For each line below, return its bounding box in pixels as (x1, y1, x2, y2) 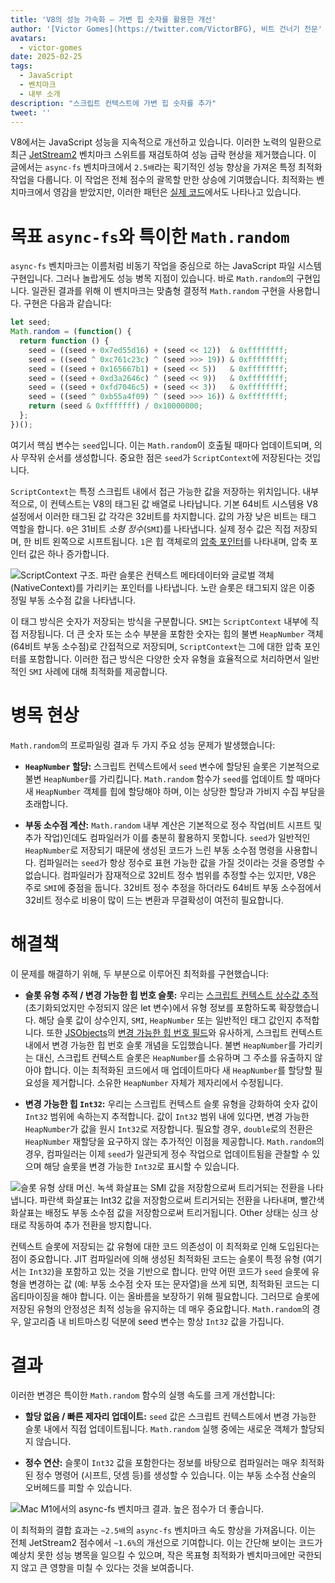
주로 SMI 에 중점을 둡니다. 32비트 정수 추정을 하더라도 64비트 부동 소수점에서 (24, 881, 322, 893)
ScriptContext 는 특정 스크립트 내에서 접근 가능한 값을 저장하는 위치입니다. (10, 485, 301, 497)
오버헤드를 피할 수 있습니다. (24, 1481, 133, 1493)
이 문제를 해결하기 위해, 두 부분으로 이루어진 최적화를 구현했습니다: (10, 967, 270, 980)
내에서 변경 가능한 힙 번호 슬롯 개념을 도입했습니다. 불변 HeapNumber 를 (24, 1039, 297, 1051)
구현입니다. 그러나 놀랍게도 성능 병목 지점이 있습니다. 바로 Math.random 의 (10, 272, 295, 285)
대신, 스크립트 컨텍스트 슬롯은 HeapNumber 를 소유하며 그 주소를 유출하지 (35, 1051, 313, 1063)
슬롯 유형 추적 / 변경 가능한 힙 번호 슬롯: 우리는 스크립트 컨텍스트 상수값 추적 (24, 989, 319, 1001)
